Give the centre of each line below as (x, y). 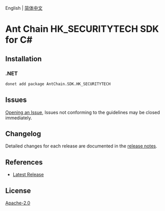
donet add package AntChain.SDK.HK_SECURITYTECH (58, 84)
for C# (19, 40)
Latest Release (28, 175)
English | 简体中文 (24, 8)
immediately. (19, 118)
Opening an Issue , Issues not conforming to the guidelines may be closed (82, 112)
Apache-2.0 (18, 203)
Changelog (23, 133)
